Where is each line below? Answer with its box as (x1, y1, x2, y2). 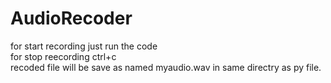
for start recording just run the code (10, 40, 158, 52)
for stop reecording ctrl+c (10, 50, 117, 62)
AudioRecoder (10, 7, 133, 30)
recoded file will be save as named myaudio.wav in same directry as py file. (10, 61, 322, 73)
